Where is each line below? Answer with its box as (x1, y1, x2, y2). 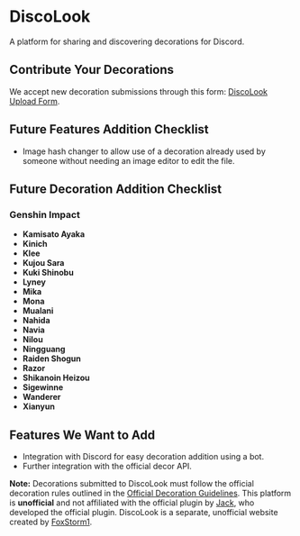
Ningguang (22, 344, 66, 355)
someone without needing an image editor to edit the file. (22, 155, 235, 166)
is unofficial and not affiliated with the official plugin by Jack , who (9, 497, 255, 508)
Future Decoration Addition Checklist (9, 181, 223, 196)
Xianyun (22, 401, 56, 412)
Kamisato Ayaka (22, 229, 86, 240)
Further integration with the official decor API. (22, 461, 192, 472)
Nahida (22, 315, 51, 326)
